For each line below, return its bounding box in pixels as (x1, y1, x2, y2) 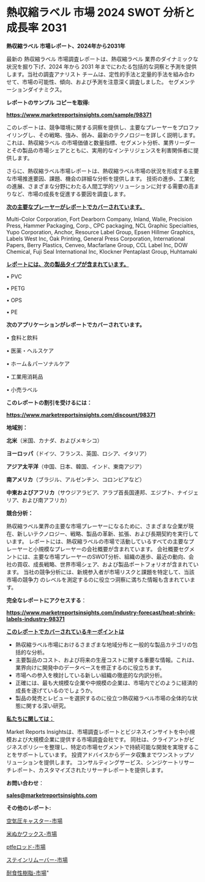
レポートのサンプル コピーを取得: (6, 98, 90, 106)
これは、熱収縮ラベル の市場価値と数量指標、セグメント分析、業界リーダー (6, 139, 196, 146)
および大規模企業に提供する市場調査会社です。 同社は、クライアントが (11, 735, 190, 743)
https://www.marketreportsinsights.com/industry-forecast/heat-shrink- (6, 609, 196, 616)
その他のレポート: (6, 804, 51, 811)
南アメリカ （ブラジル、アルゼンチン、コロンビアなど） (6, 475, 146, 483)
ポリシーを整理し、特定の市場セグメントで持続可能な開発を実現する (22, 743, 194, 750)
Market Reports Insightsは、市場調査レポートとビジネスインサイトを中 (6, 728, 185, 735)
